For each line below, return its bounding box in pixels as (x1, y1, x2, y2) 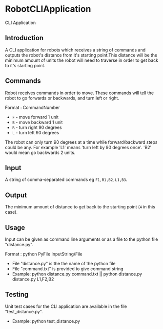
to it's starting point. (5, 62, 45, 68)
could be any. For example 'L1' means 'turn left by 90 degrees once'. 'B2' (5, 144, 152, 150)
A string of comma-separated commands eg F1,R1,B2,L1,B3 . (5, 177, 128, 182)
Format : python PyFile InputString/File (5, 251, 82, 257)
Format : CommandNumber (5, 104, 60, 110)
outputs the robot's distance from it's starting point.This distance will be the (5, 52, 158, 58)
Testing (5, 290, 29, 299)
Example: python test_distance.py (12, 318, 81, 324)
